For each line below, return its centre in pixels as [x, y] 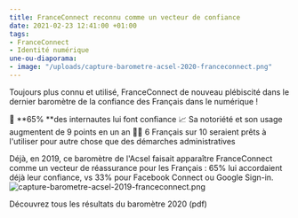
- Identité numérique [49, 51]
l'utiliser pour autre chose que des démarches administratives [122, 141]
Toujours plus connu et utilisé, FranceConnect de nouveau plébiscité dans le [149, 92]
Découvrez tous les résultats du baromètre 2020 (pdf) [108, 204]
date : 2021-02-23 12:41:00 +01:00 [73, 26]
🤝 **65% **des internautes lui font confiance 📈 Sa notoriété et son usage [146, 119]
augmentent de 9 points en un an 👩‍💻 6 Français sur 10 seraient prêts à [138, 132]
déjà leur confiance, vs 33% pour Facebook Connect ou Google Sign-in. [141, 177]
